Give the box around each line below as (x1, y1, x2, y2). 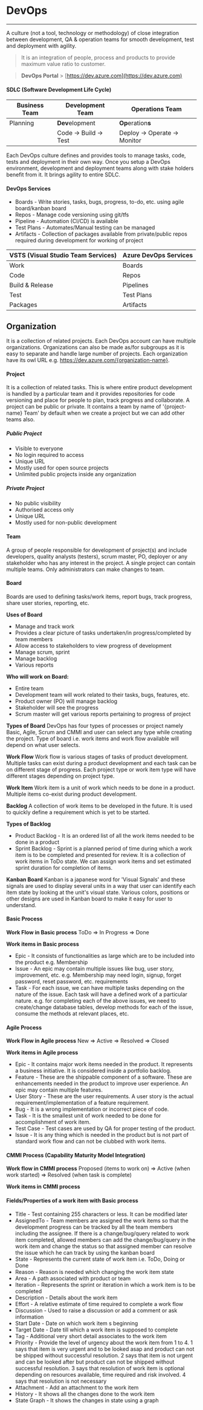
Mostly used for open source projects (14, 464, 109, 471)
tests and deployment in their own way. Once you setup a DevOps (6, 158, 171, 166)
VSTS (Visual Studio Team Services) (9, 251, 117, 260)
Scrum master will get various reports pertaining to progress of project (14, 710, 192, 717)
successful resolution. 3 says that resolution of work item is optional (14, 1364, 185, 1372)
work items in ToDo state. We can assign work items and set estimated (14, 858, 192, 865)
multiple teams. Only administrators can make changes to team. (6, 566, 165, 573)
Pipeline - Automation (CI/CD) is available (14, 218, 119, 225)
